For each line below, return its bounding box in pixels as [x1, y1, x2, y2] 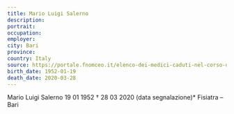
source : [7, 61, 30, 68]
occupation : [7, 29, 42, 37]
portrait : [7, 23, 36, 30]
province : [7, 49, 36, 56]
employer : [7, 36, 36, 43]
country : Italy [7, 55, 52, 62]
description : [7, 17, 45, 23]
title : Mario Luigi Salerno [7, 10, 89, 17]
